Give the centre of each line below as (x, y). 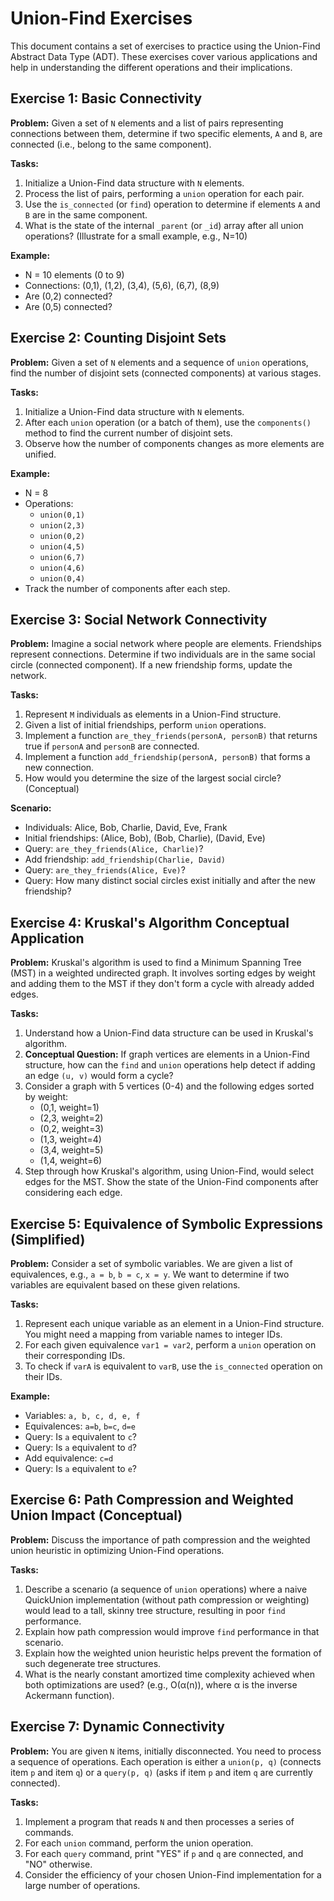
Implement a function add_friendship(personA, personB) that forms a (167, 757)
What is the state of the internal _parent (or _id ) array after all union (164, 225)
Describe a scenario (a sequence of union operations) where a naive (166, 1589)
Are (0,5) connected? (68, 306)
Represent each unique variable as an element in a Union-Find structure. (174, 1323)
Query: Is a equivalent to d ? (80, 1447)
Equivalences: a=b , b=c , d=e (80, 1426)
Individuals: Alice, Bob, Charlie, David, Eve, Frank (126, 828)
